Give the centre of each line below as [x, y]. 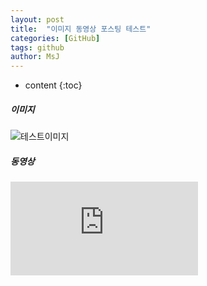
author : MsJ [35, 57]
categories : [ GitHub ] [55, 38]
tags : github [37, 47]
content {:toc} [53, 85]
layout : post [37, 19]
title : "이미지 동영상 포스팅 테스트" [81, 29]
